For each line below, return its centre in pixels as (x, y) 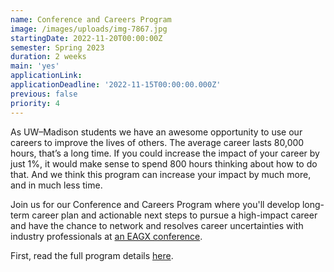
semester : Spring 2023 (57, 47)
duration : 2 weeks (48, 57)
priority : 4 (35, 103)
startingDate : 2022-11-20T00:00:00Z (86, 38)
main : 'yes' (35, 66)
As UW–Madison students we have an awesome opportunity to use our (156, 132)
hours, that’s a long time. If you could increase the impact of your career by (165, 153)
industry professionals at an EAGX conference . (106, 236)
